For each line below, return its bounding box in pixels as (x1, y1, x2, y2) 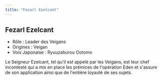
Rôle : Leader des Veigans (12, 39, 66, 45)
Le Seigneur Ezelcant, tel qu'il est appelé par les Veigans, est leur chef (5, 59, 150, 65)
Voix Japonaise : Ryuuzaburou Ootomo (12, 49, 93, 55)
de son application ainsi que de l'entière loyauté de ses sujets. (5, 70, 133, 76)
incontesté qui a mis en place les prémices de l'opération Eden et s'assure (5, 64, 158, 70)
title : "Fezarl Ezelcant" (5, 7, 59, 12)
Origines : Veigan (12, 44, 48, 50)
